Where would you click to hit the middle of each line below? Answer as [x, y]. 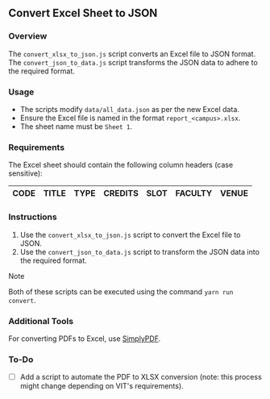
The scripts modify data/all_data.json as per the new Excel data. [130, 109]
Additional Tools [41, 321]
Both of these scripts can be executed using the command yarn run [121, 291]
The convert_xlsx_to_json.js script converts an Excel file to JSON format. [132, 54]
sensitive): [25, 173]
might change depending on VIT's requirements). [102, 386]
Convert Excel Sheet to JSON [83, 13]
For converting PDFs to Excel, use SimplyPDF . [85, 339]
